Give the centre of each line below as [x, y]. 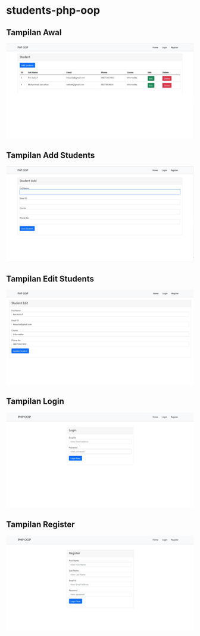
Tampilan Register [41, 524]
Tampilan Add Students [51, 155]
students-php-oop [53, 10]
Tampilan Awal [34, 33]
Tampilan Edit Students [50, 279]
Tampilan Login [35, 402]
